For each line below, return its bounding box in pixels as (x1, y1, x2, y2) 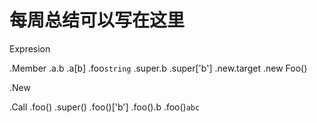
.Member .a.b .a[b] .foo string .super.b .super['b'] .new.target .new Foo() (9, 62, 308, 74)
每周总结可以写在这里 (9, 9, 186, 32)
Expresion (9, 42, 51, 55)
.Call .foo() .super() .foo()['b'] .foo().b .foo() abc (9, 101, 201, 113)
